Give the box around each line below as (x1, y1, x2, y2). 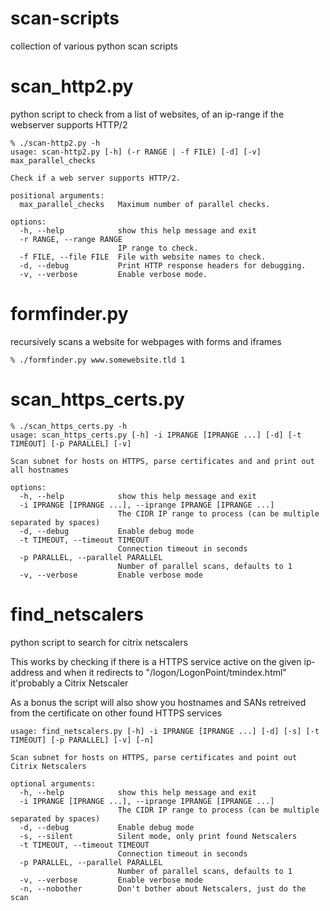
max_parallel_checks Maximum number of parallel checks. (19, 199, 271, 209)
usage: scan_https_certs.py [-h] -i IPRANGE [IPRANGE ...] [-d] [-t (10, 430, 302, 440)
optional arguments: (10, 778, 97, 789)
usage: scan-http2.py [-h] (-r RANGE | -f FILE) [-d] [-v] (10, 147, 262, 157)
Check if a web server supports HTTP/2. (10, 173, 182, 183)
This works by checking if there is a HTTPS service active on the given (10, 655, 302, 667)
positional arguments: (10, 190, 105, 201)
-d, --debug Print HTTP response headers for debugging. (19, 260, 307, 271)
